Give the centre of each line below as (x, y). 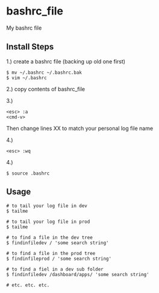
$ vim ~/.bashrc (26, 78)
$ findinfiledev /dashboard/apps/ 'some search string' (78, 274)
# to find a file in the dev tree (50, 237)
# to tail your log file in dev (47, 206)
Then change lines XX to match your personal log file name (80, 128)
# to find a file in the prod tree (51, 253)
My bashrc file (24, 28)
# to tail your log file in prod (48, 222)
